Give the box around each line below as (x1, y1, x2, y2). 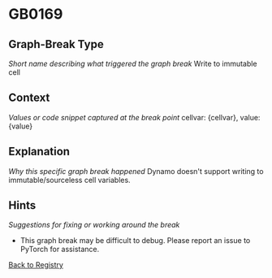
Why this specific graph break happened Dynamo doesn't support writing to (8, 166, 264, 176)
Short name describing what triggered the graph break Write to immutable (8, 59, 257, 68)
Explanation (8, 145, 71, 159)
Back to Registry (8, 260, 63, 270)
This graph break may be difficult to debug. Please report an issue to (19, 236, 251, 245)
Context (8, 91, 50, 105)
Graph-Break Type (8, 37, 104, 51)
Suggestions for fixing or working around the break (8, 220, 180, 230)
